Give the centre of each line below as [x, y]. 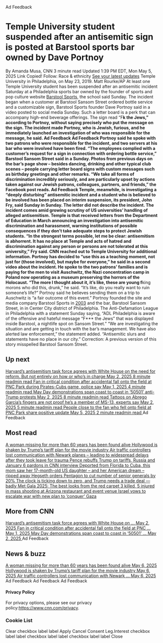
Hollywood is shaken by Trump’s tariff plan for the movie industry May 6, [78, 571]
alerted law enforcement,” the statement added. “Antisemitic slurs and [75, 334]
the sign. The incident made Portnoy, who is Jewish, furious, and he [75, 128]
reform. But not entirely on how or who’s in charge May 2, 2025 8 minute [78, 376]
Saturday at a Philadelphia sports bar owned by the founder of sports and [79, 91]
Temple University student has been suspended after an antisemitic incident [81, 86]
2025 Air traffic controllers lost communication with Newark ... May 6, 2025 [81, 576]
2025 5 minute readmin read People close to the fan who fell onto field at [79, 407]
